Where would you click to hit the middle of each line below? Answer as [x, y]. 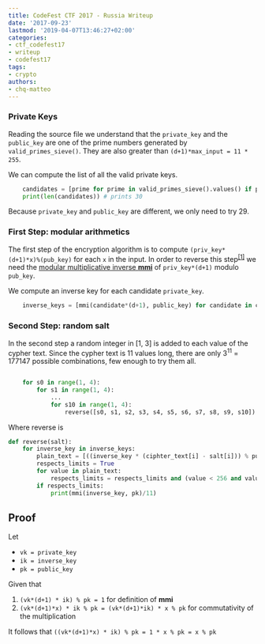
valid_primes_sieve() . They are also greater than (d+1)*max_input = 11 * [128, 150]
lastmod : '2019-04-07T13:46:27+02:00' [72, 30]
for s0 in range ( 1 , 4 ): [62, 383]
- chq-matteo [30, 89]
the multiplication [48, 616]
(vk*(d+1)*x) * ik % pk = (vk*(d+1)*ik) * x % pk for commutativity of [136, 608]
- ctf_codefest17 [37, 45]
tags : [17, 67]
